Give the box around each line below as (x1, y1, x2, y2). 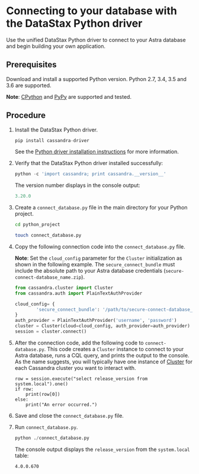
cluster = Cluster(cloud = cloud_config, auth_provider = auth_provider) (14, 323, 191, 329)
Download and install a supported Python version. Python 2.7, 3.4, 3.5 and (6, 75, 187, 82)
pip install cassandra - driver (14, 137, 90, 143)
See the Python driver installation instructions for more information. (14, 148, 179, 155)
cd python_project (14, 222, 60, 228)
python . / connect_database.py (14, 435, 90, 441)
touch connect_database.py (14, 233, 82, 238)
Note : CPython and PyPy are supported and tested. (6, 93, 132, 100)
